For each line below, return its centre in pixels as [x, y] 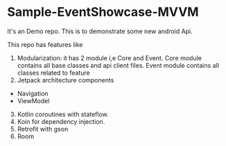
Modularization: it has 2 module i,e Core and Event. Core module [110, 58]
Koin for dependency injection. [61, 121]
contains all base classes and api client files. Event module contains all [118, 65]
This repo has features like [45, 44]
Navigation [33, 93]
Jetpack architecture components [66, 80]
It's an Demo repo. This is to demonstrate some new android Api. [100, 31]
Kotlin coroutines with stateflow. [63, 114]
